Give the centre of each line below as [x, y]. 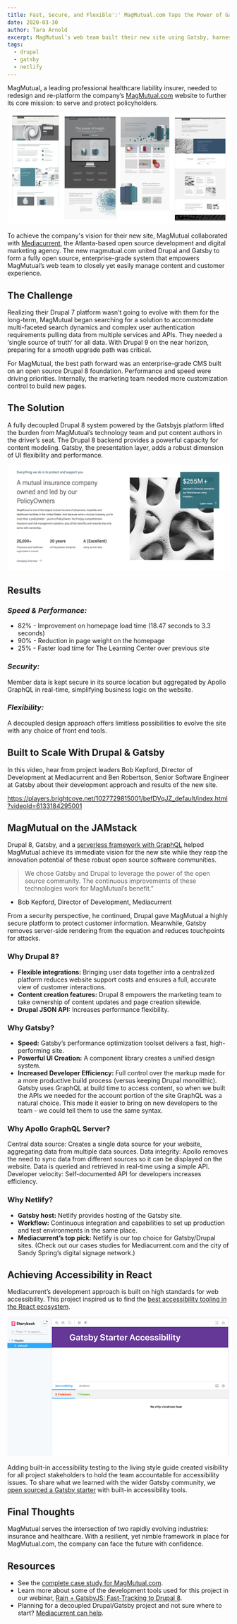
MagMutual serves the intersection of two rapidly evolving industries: [108, 1529]
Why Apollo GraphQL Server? [59, 1128]
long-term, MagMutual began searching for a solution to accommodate [110, 320]
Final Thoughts [41, 1512]
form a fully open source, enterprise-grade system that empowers [103, 258]
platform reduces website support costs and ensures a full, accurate [117, 979]
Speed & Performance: [47, 610]
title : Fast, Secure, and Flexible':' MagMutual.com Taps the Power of [115, 15]
